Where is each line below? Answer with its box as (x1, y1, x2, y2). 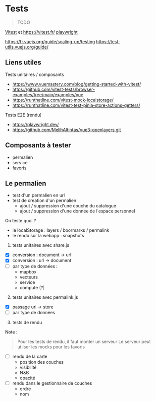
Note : (5, 329, 18, 335)
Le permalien (5, 179, 47, 188)
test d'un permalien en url (12, 192, 65, 199)
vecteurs (19, 274, 38, 280)
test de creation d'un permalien (12, 198, 77, 203)
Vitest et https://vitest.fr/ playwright (5, 29, 78, 35)
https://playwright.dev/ (12, 121, 59, 127)
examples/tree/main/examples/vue (12, 91, 84, 97)
